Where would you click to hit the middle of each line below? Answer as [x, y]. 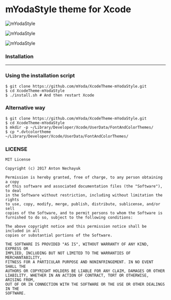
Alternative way [25, 108]
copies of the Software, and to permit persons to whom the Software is [84, 213]
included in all [22, 231]
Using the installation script [40, 76]
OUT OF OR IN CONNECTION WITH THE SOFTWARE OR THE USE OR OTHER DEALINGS [85, 284]
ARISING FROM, [20, 280]
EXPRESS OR [17, 249]
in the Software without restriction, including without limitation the [84, 195]
